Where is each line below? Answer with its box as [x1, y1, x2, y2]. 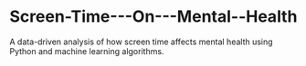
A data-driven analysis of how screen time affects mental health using [9, 36, 273, 47]
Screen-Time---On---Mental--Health [9, 6, 298, 27]
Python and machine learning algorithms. [9, 45, 164, 56]
